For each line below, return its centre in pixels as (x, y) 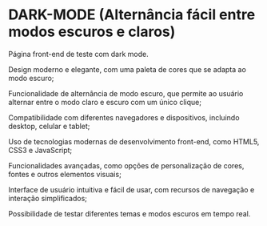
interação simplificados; (48, 198)
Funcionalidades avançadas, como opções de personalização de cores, (126, 165)
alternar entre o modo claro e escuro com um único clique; (105, 102)
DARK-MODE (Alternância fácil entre (132, 15)
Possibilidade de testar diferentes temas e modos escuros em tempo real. (130, 213)
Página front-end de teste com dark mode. (79, 54)
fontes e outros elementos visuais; (65, 174)
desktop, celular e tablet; (49, 126)
